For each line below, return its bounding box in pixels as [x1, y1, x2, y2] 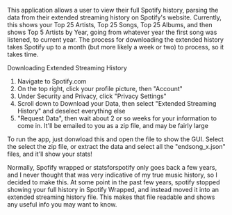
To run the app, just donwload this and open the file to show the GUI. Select [7, 135, 224, 143]
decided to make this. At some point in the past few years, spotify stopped [7, 178, 220, 186]
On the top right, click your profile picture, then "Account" [17, 85, 183, 93]
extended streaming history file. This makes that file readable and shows [7, 193, 215, 201]
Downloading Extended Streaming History [7, 64, 127, 72]
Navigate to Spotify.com [17, 77, 87, 86]
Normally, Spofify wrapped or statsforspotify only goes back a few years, [7, 164, 217, 171]
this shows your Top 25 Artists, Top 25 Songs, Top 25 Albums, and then [7, 21, 213, 29]
